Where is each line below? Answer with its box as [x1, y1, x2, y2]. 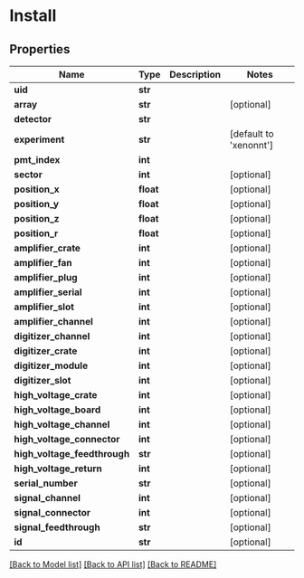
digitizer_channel [14, 330, 90, 342]
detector [14, 113, 52, 125]
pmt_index [14, 154, 61, 166]
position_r [14, 227, 59, 240]
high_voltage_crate [14, 389, 98, 401]
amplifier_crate [14, 242, 81, 254]
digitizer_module [14, 359, 89, 372]
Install [9, 5, 57, 26]
